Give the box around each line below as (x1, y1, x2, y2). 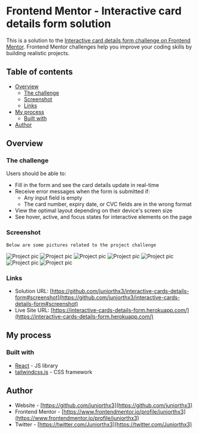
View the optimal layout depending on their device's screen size (14, 207, 173, 214)
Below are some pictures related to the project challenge (6, 242, 157, 248)
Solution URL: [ (14, 288, 52, 295)
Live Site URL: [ (14, 307, 53, 314)
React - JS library (14, 361, 59, 369)
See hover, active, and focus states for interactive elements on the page (14, 213, 192, 221)
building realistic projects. (6, 49, 70, 56)
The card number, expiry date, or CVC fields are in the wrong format (23, 201, 192, 208)
